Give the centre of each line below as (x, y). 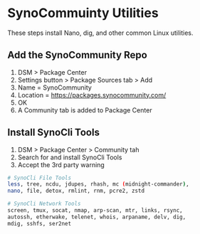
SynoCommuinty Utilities (83, 13)
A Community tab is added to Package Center (85, 110)
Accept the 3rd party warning (61, 164)
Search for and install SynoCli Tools (70, 157)
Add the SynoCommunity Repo (77, 55)
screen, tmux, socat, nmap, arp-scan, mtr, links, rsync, (95, 211)
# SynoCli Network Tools (44, 204)
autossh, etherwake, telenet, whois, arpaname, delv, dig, (97, 217)
